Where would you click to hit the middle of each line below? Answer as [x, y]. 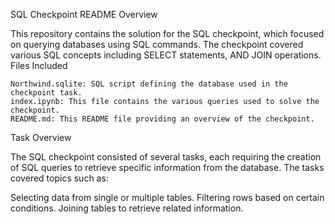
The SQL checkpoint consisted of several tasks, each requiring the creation [166, 157]
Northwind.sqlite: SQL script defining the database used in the [149, 84]
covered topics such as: [59, 178]
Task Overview [41, 137]
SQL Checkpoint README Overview [84, 14]
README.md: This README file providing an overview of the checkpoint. [162, 119]
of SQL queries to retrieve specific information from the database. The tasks [167, 167]
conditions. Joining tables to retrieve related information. [127, 208]
